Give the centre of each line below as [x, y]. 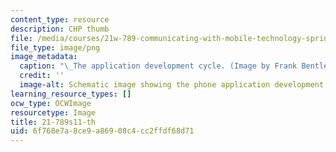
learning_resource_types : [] [71, 94]
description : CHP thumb [60, 29]
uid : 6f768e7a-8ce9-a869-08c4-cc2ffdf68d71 [102, 131]
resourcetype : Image [53, 112]
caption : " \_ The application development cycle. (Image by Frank [158, 66]
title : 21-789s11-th [53, 122]
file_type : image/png [55, 47]
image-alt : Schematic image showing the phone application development [172, 85]
